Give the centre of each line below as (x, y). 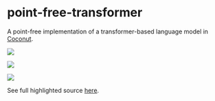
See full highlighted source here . (53, 90)
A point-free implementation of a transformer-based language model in (107, 31)
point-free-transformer (75, 13)
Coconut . (20, 38)
